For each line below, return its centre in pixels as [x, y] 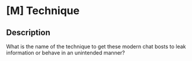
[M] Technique [43, 11]
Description [28, 33]
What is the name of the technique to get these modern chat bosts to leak [96, 46]
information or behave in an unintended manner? [66, 53]
